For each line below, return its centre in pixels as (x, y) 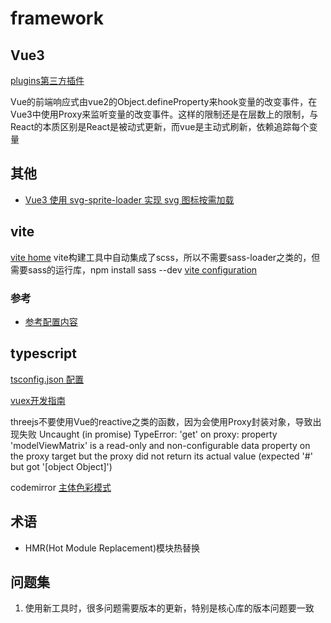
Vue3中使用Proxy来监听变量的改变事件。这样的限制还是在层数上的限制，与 (164, 114)
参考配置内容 (51, 321)
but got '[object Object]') (61, 466)
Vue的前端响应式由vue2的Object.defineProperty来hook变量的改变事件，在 (164, 101)
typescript (43, 353)
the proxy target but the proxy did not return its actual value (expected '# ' (161, 456)
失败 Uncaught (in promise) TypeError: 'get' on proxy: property (148, 434)
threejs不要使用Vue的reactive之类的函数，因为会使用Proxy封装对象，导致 (161, 421)
